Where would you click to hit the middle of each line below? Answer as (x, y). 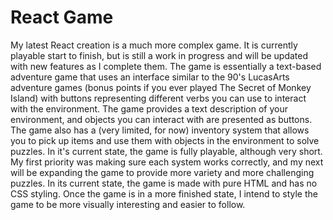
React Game (62, 17)
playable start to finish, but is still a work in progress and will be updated (159, 55)
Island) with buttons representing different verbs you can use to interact (158, 98)
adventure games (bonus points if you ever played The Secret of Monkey (161, 87)
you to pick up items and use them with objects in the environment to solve (165, 140)
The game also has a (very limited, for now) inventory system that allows (160, 130)
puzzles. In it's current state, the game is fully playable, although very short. (166, 151)
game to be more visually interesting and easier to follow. (128, 204)
